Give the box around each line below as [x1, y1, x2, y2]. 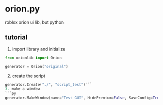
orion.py [5, 3, 40, 14]
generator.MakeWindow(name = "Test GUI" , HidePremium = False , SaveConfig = [5, 95, 153, 101]
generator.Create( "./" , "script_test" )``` [5, 82, 92, 87]
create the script [12, 73, 45, 79]
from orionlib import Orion [5, 55, 62, 60]
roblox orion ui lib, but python [5, 19, 64, 25]
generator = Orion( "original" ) [5, 64, 68, 69]
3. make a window [5, 87, 40, 92]
